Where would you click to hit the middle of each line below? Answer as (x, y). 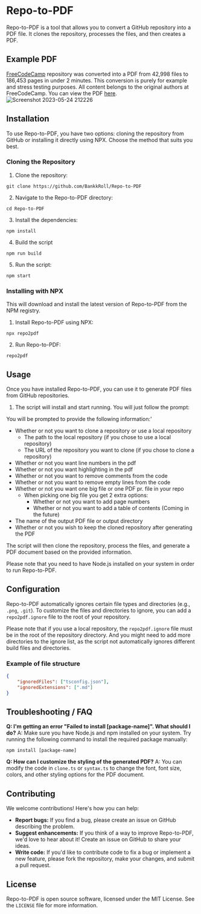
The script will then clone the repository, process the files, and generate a (98, 545)
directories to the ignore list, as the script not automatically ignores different (101, 641)
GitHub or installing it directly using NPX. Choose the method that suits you (100, 139)
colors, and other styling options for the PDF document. (75, 775)
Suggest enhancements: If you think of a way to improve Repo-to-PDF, (104, 833)
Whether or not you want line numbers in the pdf (75, 463)
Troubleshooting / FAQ (49, 712)
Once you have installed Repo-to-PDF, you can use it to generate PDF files (99, 389)
